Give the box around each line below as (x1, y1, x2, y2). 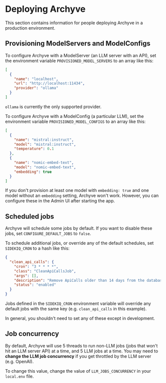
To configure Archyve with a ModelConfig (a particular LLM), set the (5, 113, 144, 119)
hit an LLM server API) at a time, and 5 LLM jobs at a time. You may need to (5, 348, 158, 354)
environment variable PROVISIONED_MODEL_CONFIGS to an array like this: (5, 118, 146, 124)
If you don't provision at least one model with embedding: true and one (5, 188, 149, 193)
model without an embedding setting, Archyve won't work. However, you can (5, 192, 159, 198)
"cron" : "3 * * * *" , (14, 264, 58, 269)
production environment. (5, 25, 55, 31)
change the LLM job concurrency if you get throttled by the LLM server (5, 353, 152, 359)
